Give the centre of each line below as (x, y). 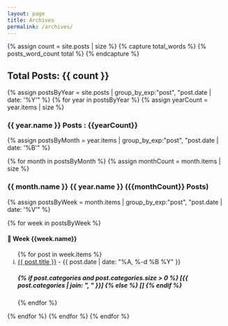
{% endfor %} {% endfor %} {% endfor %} (69, 316)
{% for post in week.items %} (60, 254)
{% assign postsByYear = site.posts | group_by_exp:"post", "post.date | (109, 93)
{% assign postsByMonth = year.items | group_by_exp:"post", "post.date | (113, 141)
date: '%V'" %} (29, 209)
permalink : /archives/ (40, 26)
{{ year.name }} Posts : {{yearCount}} (73, 125)
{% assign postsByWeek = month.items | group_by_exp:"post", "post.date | (115, 202)
